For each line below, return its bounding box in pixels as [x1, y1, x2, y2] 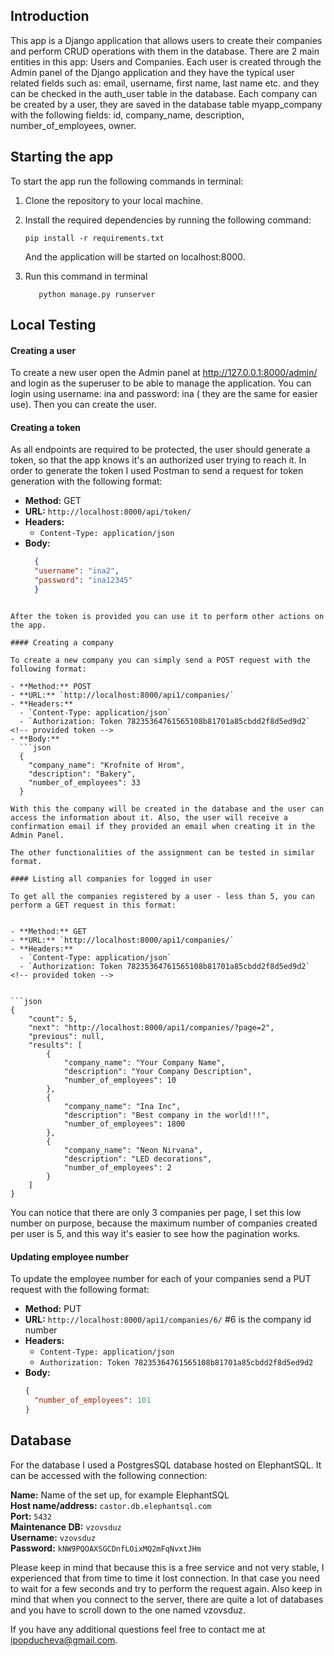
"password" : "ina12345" [34, 575, 133, 586]
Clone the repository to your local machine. [24, 194, 203, 206]
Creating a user [10, 344, 77, 356]
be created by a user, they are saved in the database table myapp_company [10, 98, 323, 110]
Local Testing [10, 317, 97, 334]
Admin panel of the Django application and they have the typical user [10, 66, 295, 78]
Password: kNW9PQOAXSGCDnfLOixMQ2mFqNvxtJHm [10, 1542, 202, 1554]
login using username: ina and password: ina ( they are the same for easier [10, 388, 318, 400]
